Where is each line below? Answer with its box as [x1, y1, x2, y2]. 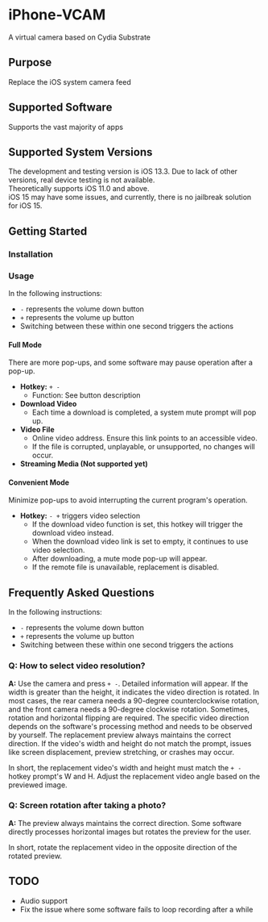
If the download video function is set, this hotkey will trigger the [31, 519, 244, 529]
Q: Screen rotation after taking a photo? [8, 800, 167, 811]
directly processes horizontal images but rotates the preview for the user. [8, 827, 252, 836]
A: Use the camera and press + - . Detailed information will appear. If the [8, 678, 249, 688]
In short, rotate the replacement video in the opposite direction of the [8, 842, 237, 852]
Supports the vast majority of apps [8, 122, 123, 131]
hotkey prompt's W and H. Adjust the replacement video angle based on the [8, 771, 260, 781]
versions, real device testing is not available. [8, 175, 155, 185]
